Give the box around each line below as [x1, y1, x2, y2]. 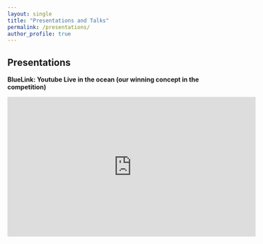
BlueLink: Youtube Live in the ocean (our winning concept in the [7, 75, 200, 84]
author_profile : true [7, 30, 72, 38]
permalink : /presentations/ [7, 23, 91, 30]
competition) [7, 83, 47, 91]
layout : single [7, 10, 52, 18]
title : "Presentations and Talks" [7, 17, 110, 24]
